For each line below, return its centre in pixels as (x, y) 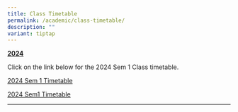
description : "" (31, 27)
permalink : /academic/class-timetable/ (66, 20)
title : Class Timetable (42, 14)
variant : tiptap (31, 33)
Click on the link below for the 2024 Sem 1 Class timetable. (93, 67)
